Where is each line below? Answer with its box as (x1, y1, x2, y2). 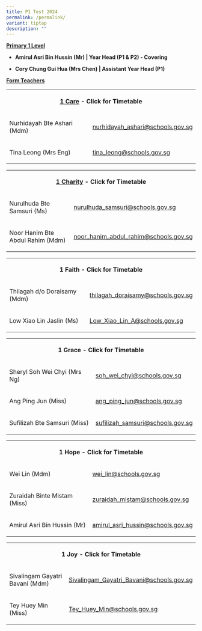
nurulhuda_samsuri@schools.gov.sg (73, 203, 176, 212)
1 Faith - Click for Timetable (59, 266, 143, 274)
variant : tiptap (6, 20, 47, 26)
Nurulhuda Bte (9, 200, 50, 208)
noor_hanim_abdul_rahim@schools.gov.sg (73, 233, 193, 241)
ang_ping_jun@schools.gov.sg (95, 397, 182, 406)
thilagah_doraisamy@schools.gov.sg (89, 291, 193, 299)
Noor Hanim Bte (9, 229, 54, 237)
